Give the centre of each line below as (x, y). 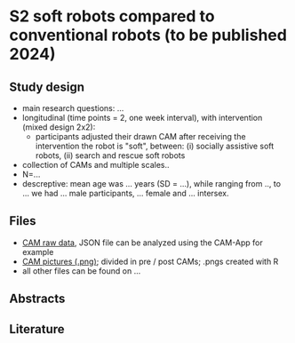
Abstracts (37, 299)
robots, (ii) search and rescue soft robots (110, 156)
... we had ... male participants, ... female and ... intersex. (125, 193)
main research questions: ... (73, 108)
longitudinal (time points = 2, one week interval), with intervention (142, 118)
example (38, 251)
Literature (37, 329)
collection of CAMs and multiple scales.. (96, 165)
